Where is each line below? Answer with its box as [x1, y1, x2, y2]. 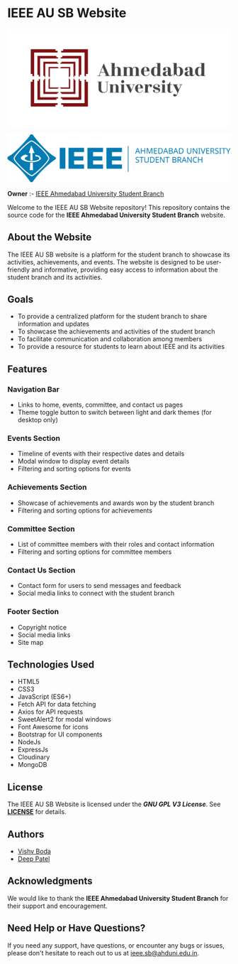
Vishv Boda [17, 847, 52, 855]
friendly [7, 265, 30, 274]
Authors [7, 828, 45, 840]
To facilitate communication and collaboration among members [17, 335, 203, 343]
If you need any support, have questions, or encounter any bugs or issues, [7, 941, 225, 950]
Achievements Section [7, 482, 87, 492]
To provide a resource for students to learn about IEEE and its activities [17, 343, 225, 351]
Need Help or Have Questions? [7, 922, 146, 934]
